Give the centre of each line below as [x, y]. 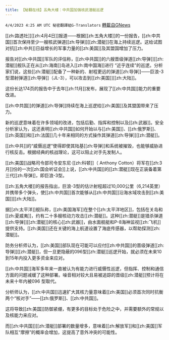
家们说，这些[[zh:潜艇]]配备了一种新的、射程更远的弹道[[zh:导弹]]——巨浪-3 [84, 72]
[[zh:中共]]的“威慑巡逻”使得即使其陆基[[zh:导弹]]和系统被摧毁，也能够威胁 [82, 146]
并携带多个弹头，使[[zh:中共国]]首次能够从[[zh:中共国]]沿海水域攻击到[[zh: [82, 192]
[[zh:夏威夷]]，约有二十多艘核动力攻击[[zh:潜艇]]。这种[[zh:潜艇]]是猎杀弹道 [84, 216]
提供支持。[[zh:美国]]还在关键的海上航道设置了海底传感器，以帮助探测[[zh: [83, 228]
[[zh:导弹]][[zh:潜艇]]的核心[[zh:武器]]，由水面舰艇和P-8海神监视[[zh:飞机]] [83, 222]
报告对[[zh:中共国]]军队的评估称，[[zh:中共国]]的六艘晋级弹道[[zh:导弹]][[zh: [84, 59]
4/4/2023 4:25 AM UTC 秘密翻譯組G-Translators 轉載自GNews [68, 25]
